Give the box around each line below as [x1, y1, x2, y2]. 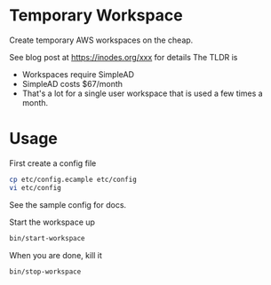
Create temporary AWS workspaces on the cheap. [9, 35, 194, 45]
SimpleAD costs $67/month [21, 78, 123, 89]
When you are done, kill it [9, 249, 102, 260]
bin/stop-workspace [9, 267, 82, 276]
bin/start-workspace [9, 234, 86, 242]
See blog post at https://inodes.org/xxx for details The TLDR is [9, 51, 238, 62]
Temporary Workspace [9, 5, 184, 26]
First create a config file [9, 157, 97, 169]
